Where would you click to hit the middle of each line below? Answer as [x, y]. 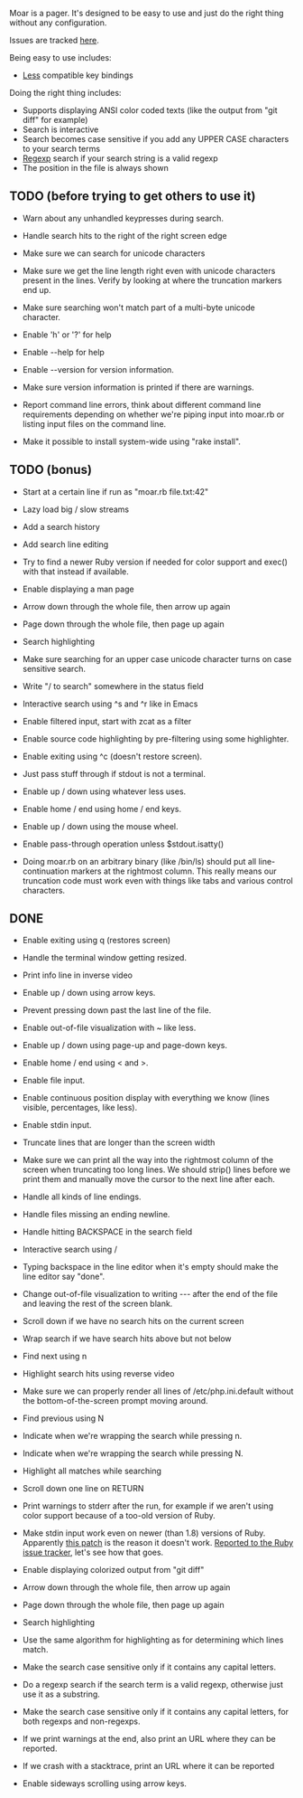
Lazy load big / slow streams [76, 509]
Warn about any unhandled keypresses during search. [123, 218]
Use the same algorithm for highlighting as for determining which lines [153, 1640]
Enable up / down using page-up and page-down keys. [125, 1046]
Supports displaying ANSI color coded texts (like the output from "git [150, 110]
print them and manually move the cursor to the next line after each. [148, 1179]
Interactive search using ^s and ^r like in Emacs [110, 704]
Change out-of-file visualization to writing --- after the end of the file [150, 1294]
